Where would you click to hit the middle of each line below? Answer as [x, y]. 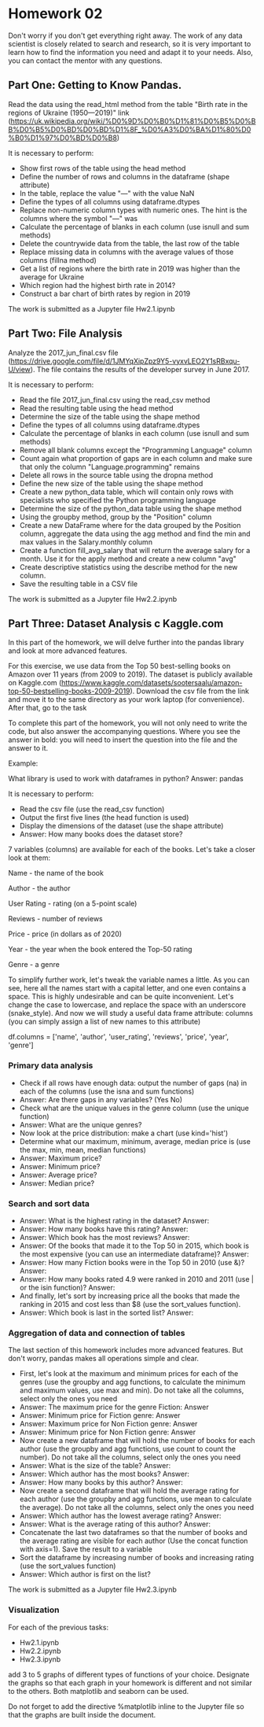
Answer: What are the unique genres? [81, 1124]
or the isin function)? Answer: [67, 1287]
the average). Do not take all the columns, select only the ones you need [137, 1507]
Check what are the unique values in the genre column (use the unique [134, 1108]
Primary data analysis [51, 1065]
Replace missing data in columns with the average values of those [126, 252]
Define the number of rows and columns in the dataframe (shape [125, 176]
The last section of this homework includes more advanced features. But [126, 1350]
